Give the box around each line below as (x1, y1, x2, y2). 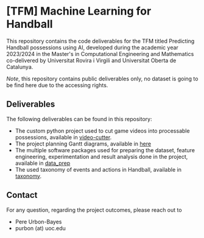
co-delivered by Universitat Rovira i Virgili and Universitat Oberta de (6, 57, 177, 64)
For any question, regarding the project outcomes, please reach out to (6, 206, 182, 214)
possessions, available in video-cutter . (15, 133, 112, 141)
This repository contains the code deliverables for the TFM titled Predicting (6, 37, 195, 44)
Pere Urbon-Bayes (15, 218, 62, 225)
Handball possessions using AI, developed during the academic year (6, 44, 178, 51)
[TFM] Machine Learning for (6, 4, 152, 18)
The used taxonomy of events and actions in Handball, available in (15, 166, 181, 173)
